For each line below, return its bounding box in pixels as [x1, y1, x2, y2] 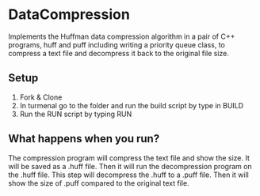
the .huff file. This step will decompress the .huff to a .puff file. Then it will [8, 170, 250, 179]
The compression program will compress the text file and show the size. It [8, 153, 250, 163]
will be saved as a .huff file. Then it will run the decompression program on [8, 161, 252, 171]
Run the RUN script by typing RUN [19, 109, 132, 119]
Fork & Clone [19, 92, 63, 102]
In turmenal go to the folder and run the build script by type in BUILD [19, 100, 244, 110]
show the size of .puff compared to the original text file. [8, 178, 189, 187]
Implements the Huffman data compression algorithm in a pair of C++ [8, 32, 235, 41]
